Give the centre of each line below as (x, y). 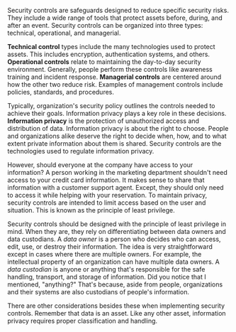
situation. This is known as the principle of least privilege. (91, 210)
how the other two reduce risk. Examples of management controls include (115, 84)
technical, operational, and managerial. (64, 33)
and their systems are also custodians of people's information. (99, 292)
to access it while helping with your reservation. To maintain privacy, (107, 195)
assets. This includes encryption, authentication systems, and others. (109, 54)
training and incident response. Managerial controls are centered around (114, 77)
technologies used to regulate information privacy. (81, 151)
